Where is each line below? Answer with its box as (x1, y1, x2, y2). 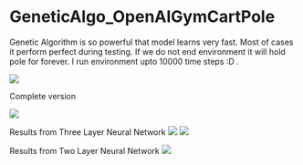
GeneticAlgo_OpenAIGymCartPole (9, 6, 276, 27)
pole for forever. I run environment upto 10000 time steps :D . (9, 56, 239, 67)
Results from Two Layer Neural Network (9, 145, 160, 156)
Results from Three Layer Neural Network (9, 126, 166, 138)
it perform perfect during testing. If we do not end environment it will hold (9, 46, 286, 57)
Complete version (9, 90, 77, 101)
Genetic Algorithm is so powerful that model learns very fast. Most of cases (9, 36, 294, 47)
